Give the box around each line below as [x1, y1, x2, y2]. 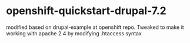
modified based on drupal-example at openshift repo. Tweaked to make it [6, 24, 184, 31]
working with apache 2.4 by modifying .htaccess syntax [6, 29, 142, 37]
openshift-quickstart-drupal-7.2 [6, 4, 166, 18]
